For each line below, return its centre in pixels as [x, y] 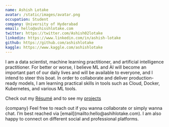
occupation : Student [27, 19]
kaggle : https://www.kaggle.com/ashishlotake [54, 47]
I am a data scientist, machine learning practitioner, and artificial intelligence [85, 61]
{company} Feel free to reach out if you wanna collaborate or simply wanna [84, 108]
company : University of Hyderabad [42, 24]
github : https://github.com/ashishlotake [50, 43]
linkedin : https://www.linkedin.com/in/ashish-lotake [63, 38]
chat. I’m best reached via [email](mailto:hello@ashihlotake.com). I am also [83, 113]
